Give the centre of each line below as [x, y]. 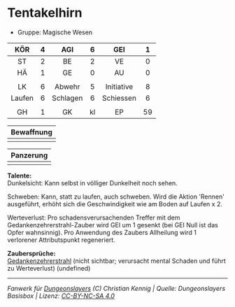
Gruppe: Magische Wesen [55, 32]
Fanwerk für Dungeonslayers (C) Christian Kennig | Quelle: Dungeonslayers [116, 288]
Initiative [119, 87]
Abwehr [67, 87]
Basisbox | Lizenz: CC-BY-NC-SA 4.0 [61, 296]
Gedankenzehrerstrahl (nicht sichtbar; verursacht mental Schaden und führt [116, 261]
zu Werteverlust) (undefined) [49, 268]
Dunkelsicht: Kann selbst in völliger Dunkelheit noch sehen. [93, 183]
